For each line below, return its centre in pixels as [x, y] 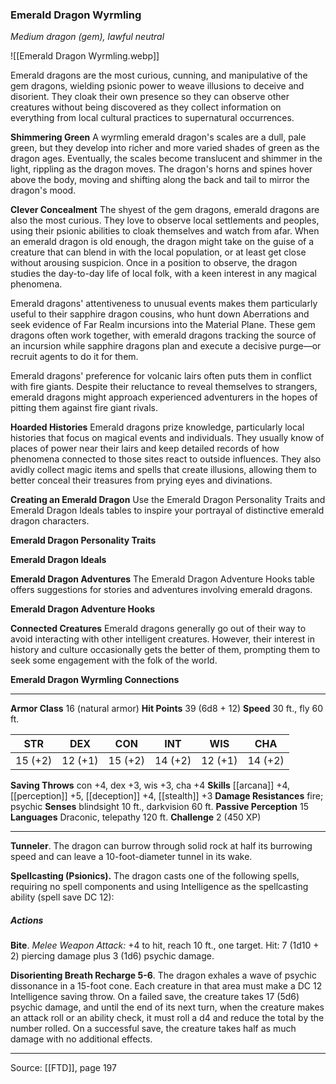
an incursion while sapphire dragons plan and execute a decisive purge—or [166, 346]
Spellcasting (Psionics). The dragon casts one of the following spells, [155, 876]
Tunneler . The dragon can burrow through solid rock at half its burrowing [161, 846]
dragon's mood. [43, 190]
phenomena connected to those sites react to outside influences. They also [166, 459]
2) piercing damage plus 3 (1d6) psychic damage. [112, 956]
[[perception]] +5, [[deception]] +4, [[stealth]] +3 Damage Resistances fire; [167, 796]
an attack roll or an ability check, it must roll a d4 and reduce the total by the [167, 1018]
